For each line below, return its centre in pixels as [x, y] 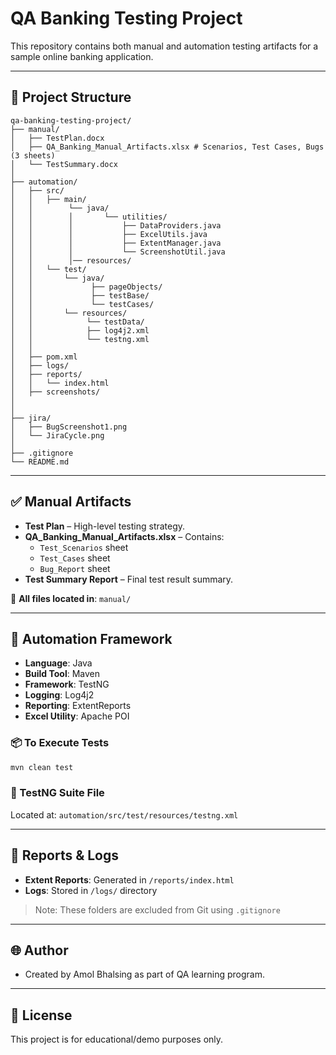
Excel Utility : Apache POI [77, 716]
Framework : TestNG [67, 684]
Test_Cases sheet [75, 558]
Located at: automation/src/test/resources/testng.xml [124, 814]
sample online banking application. [82, 56]
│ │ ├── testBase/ [80, 295]
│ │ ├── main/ [48, 199]
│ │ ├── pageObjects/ [86, 287]
